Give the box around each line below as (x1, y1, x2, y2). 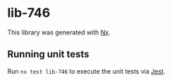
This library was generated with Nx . (7, 28, 111, 36)
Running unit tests (7, 48, 90, 60)
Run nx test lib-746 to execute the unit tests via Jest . (7, 67, 166, 75)
